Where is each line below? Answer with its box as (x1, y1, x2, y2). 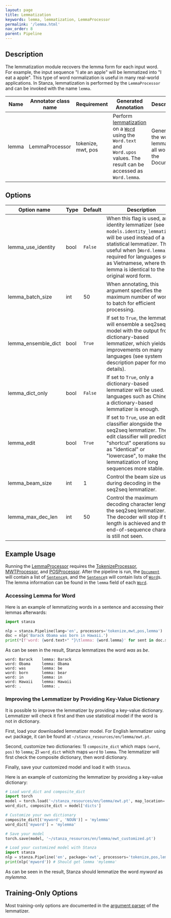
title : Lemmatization (5, 12, 51, 17)
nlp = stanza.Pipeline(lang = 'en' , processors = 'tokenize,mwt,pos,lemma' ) (5, 628, 163, 633)
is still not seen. (106, 532, 144, 539)
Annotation (116, 104, 144, 111)
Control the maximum (106, 494, 158, 501)
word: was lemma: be (5, 666, 63, 671)
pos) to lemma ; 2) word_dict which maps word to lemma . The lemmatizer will (5, 749, 159, 755)
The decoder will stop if (106, 513, 163, 520)
